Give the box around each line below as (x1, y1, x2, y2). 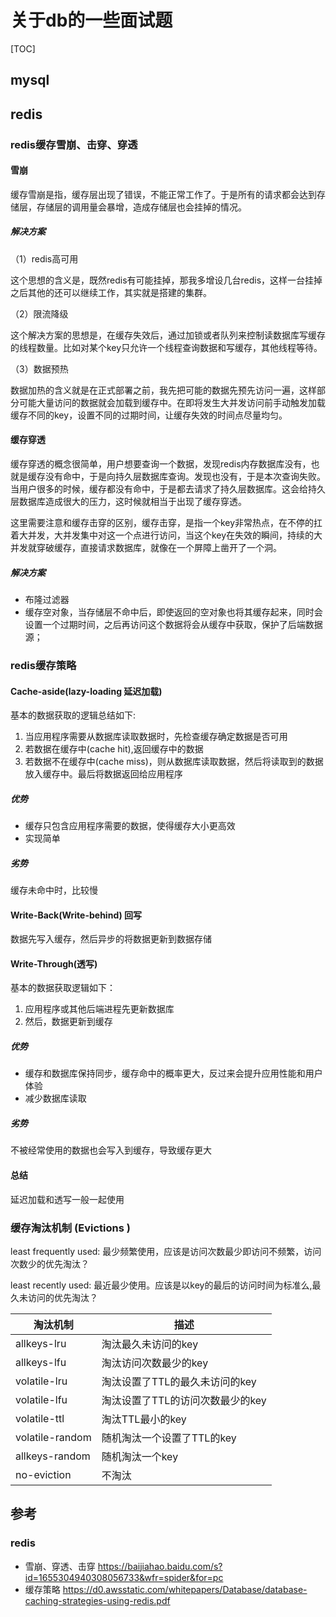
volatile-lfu (15, 1392, 68, 1406)
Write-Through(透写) (10, 957, 98, 970)
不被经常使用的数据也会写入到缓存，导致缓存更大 (10, 1144, 212, 1156)
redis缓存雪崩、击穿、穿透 (10, 137, 138, 151)
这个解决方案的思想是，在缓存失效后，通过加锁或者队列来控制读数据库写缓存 (10, 329, 326, 341)
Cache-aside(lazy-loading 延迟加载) (10, 685, 163, 697)
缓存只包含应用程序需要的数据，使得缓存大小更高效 (24, 820, 236, 832)
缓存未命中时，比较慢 (10, 884, 98, 896)
